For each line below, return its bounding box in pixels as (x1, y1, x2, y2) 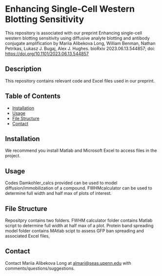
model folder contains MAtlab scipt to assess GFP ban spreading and (5, 228, 144, 234)
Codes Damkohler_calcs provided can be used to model (5, 180, 118, 186)
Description (5, 65, 41, 73)
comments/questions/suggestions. (5, 265, 75, 271)
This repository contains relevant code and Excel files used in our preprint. (5, 78, 155, 84)
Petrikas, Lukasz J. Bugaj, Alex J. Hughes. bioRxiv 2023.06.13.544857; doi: (5, 45, 155, 51)
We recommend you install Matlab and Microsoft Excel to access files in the (5, 148, 157, 153)
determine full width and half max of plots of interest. (5, 191, 112, 196)
